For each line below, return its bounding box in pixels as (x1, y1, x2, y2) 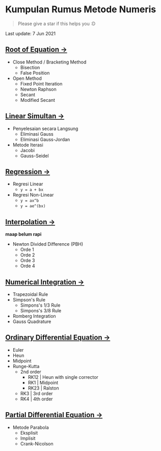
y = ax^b (20, 198, 39, 203)
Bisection (20, 64, 40, 70)
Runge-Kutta (12, 363, 40, 369)
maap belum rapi (5, 231, 42, 238)
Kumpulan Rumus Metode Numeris (5, 4, 156, 15)
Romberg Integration (12, 313, 56, 319)
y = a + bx (20, 187, 44, 192)
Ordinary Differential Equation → (5, 333, 111, 342)
